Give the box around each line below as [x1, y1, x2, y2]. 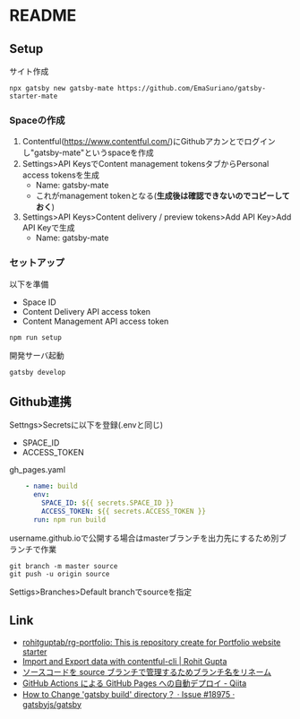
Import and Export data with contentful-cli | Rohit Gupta [21, 655, 227, 666]
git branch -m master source [9, 561, 118, 570]
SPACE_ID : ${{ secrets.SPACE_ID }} [41, 498, 175, 507]
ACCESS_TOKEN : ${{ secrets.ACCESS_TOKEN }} [41, 507, 206, 516]
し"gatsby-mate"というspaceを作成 [21, 147, 154, 158]
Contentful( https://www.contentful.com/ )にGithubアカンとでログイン [21, 136, 276, 147]
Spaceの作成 [9, 114, 65, 126]
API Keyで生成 [21, 222, 75, 233]
